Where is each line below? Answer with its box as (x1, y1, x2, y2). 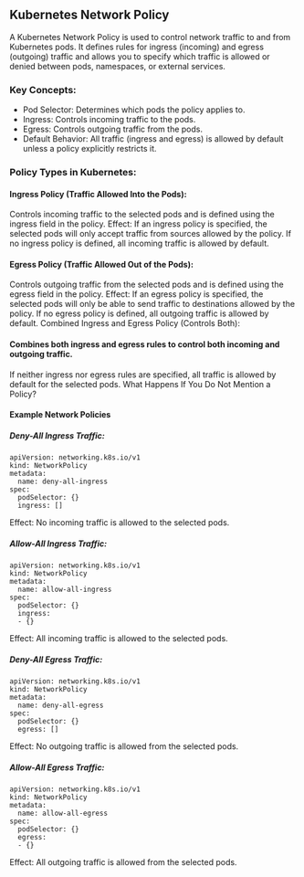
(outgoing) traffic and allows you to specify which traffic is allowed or (9, 50, 271, 62)
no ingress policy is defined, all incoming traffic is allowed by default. (9, 238, 269, 249)
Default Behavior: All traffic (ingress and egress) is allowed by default (22, 133, 284, 144)
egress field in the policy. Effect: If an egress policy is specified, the (9, 289, 264, 300)
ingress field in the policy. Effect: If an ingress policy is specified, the (9, 218, 267, 229)
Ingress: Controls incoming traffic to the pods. (22, 114, 196, 125)
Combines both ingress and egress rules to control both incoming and (9, 339, 280, 350)
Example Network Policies (9, 409, 111, 420)
